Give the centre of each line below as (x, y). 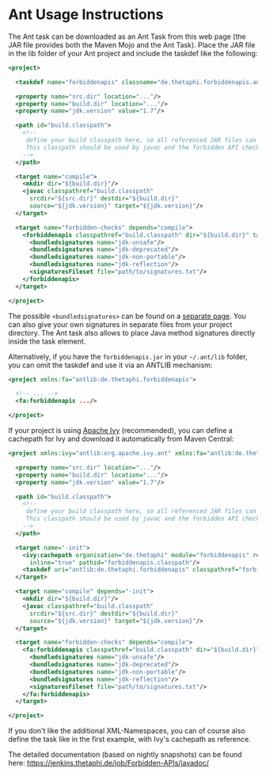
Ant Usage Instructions (86, 15)
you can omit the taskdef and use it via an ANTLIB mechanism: (110, 365)
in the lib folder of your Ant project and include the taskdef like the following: (133, 53)
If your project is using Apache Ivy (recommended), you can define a (121, 431)
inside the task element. (47, 341)
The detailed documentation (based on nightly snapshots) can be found (125, 754)
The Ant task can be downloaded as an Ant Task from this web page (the (127, 36)
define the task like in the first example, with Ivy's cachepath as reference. (129, 739)
